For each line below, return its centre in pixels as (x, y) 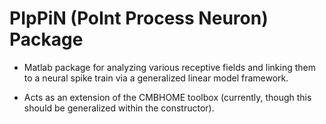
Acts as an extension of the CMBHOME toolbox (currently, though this (167, 97)
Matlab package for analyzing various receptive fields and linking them (169, 67)
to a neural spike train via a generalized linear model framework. (156, 78)
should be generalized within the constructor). (119, 108)
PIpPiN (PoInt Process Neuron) (139, 18)
